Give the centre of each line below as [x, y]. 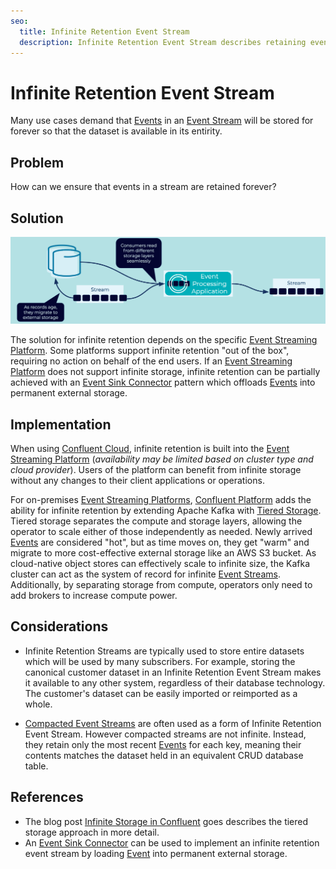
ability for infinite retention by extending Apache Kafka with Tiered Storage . [166, 511]
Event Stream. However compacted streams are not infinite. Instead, [165, 734]
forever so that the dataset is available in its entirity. [116, 131]
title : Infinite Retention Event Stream [104, 31]
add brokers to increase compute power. [94, 596]
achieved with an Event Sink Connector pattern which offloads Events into [163, 382]
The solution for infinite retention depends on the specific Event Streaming [164, 340]
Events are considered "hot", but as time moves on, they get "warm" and [160, 542]
